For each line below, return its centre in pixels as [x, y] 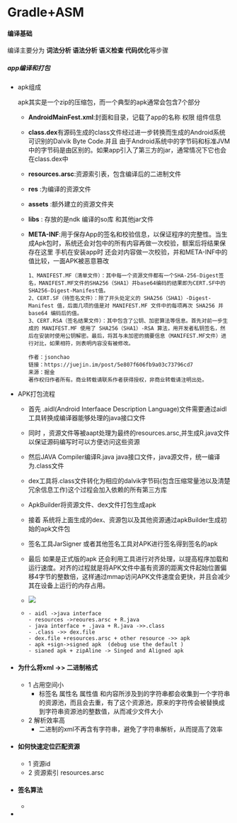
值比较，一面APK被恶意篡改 [69, 261]
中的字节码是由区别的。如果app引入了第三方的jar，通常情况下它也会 [127, 150]
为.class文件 [46, 466]
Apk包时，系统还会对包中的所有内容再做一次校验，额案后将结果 [127, 243]
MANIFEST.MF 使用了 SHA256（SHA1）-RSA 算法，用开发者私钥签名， [131, 328]
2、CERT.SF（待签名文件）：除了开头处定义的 [85, 299]
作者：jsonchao [49, 358]
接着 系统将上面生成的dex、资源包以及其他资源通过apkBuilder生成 [124, 520]
